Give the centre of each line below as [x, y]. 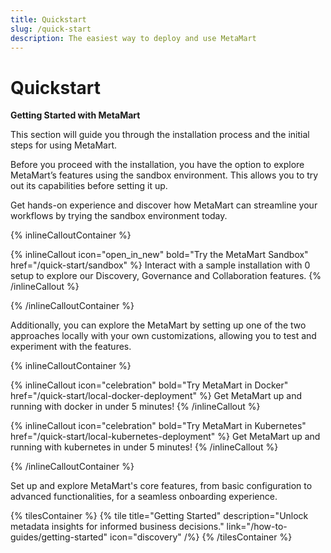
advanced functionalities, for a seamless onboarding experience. [144, 497]
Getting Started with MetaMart [75, 115]
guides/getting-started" [59, 537]
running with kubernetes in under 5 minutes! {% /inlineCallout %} [144, 447]
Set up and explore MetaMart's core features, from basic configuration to [161, 486]
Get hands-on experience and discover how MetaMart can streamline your [164, 205]
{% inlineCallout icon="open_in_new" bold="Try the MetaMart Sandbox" [159, 255]
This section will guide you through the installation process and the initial [160, 135]
